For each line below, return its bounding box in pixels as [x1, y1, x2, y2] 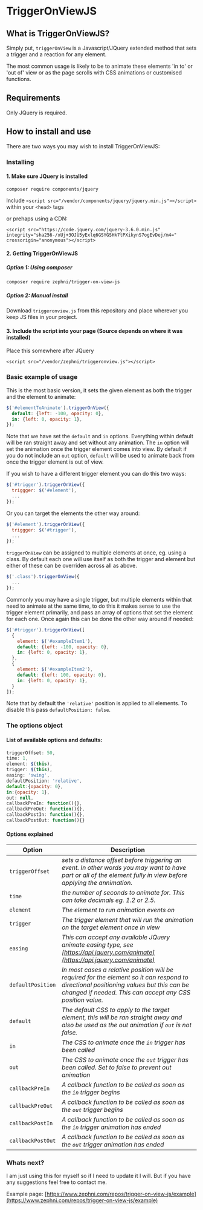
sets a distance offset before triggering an [61, 856, 182, 864]
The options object [6, 722, 63, 730]
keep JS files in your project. [6, 314, 77, 321]
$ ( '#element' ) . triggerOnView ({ [6, 521, 85, 527]
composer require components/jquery [6, 186, 98, 192]
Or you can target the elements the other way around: [6, 510, 140, 517]
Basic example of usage [6, 373, 78, 381]
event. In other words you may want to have [61, 864, 186, 872]
